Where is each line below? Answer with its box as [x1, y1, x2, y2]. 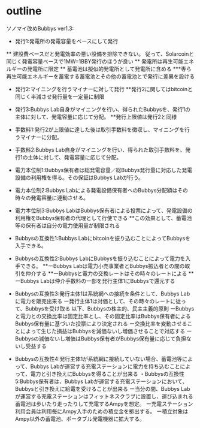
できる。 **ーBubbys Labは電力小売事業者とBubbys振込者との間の [20, 262, 185, 269]
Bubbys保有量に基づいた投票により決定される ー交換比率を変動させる [14, 320, 187, 327]
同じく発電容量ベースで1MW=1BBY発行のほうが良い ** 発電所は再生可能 [6, 58, 184, 65]
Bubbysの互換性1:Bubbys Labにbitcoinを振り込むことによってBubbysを [14, 234, 190, 242]
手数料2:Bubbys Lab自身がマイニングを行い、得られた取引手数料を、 [14, 146, 186, 153]
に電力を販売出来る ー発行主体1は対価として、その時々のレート [14, 297, 171, 305]
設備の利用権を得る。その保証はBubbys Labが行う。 [14, 174, 144, 181]
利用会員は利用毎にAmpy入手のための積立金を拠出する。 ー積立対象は [14, 408, 189, 415]
